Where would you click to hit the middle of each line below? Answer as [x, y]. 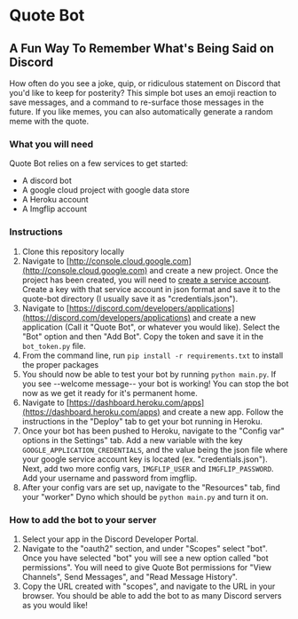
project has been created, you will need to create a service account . [146, 280]
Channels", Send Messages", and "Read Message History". [129, 576]
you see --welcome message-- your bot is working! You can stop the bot [155, 384]
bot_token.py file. [54, 345]
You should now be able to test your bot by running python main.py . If [149, 374]
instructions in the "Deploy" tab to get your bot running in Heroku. [142, 421]
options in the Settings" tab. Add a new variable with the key [132, 440]
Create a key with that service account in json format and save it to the [151, 289]
